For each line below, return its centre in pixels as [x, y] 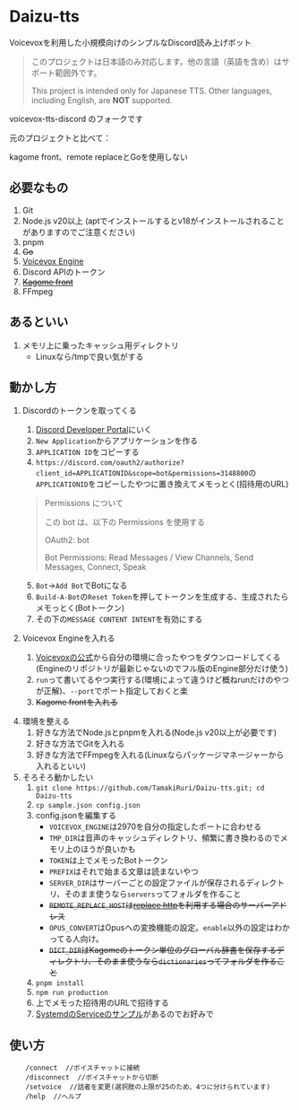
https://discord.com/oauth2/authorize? [110, 463]
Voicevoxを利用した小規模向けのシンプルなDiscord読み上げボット [131, 42]
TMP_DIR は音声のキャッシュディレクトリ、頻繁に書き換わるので [164, 838]
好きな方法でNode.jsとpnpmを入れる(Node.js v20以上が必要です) [156, 732]
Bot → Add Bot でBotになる [81, 586]
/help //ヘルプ [54, 1097]
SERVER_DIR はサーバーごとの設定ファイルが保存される [147, 883]
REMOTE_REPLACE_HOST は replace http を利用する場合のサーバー [160, 905]
